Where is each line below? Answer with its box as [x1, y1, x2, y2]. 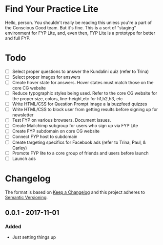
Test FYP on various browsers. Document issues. [12, 117, 111, 123]
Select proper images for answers [12, 74, 81, 80]
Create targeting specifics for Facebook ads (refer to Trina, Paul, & [12, 139, 146, 145]
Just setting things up [12, 234, 56, 240]
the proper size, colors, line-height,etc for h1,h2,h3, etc [12, 96, 123, 102]
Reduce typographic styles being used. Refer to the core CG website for [12, 90, 158, 96]
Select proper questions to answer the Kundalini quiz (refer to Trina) [12, 68, 149, 74]
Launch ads [12, 156, 36, 161]
